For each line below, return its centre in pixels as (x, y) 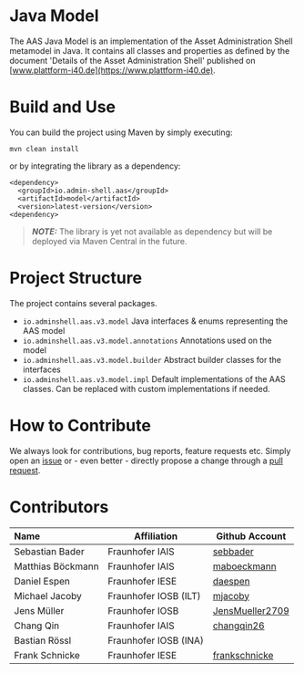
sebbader (233, 551)
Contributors (59, 507)
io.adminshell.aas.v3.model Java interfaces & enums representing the (155, 321)
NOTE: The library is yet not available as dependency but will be (152, 231)
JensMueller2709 (251, 610)
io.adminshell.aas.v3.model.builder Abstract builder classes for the (152, 359)
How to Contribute (81, 426)
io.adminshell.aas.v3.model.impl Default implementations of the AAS (154, 378)
